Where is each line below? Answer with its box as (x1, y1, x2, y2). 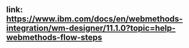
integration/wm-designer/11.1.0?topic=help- (6, 23, 176, 33)
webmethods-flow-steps (6, 33, 102, 43)
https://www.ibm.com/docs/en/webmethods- (6, 14, 183, 24)
